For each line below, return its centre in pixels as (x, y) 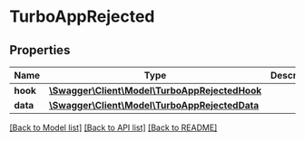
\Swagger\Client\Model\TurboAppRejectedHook (155, 90)
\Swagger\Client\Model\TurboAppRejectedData (154, 105)
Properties (40, 50)
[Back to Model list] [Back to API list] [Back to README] (113, 127)
